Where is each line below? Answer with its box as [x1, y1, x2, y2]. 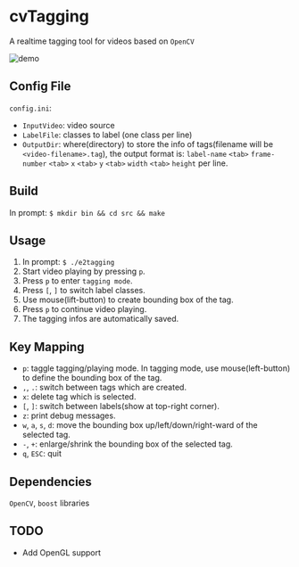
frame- [250, 150, 275, 159]
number [21, 159, 47, 168]
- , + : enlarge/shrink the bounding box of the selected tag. [21, 439, 234, 449]
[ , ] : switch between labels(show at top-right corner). [21, 401, 220, 412]
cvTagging [9, 6, 89, 27]
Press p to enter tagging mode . [21, 275, 133, 286]
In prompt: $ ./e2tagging [21, 257, 115, 267]
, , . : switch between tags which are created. [21, 382, 187, 393]
